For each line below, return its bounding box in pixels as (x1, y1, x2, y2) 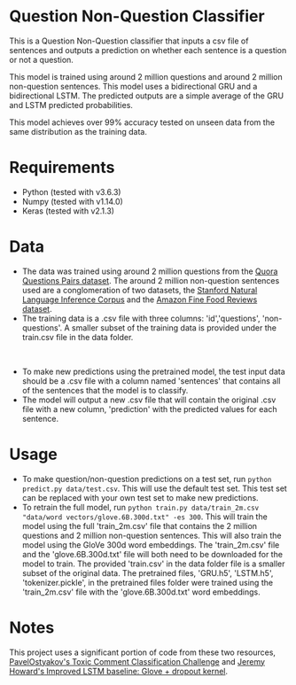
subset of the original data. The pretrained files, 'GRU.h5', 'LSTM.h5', (21, 567, 274, 578)
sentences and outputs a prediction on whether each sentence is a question (9, 44, 287, 55)
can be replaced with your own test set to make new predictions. (21, 492, 259, 502)
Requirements (9, 158, 115, 178)
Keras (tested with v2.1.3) (21, 206, 115, 216)
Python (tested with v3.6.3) (21, 186, 121, 197)
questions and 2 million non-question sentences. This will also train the (21, 530, 282, 541)
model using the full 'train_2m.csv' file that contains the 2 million (21, 520, 258, 531)
